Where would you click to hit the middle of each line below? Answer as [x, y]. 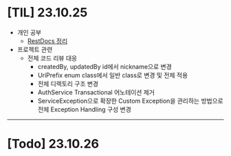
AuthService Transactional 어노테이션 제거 [96, 92]
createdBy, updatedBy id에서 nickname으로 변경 [104, 66]
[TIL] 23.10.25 [47, 13]
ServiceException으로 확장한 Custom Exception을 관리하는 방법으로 [130, 101]
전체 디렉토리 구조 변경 [68, 83]
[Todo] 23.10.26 [53, 144]
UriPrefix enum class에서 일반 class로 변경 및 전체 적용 [113, 75]
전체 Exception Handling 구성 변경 [85, 109]
